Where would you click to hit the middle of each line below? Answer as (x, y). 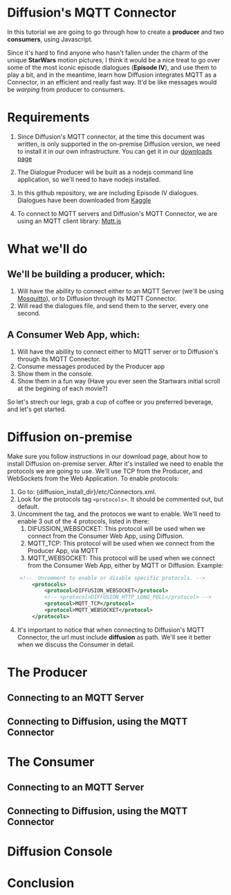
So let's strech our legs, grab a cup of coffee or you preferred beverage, (110, 401)
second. (29, 313)
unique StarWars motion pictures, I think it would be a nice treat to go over (113, 60)
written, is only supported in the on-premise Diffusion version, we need (119, 144)
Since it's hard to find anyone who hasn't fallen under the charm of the (108, 53)
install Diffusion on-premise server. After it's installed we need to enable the (115, 463)
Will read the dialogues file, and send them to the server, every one (113, 305)
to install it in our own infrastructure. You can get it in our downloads (114, 151)
